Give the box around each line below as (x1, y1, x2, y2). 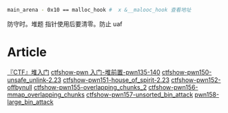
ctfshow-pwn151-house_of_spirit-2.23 (63, 76, 170, 84)
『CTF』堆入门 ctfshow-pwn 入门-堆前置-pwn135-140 (7, 68, 160, 76)
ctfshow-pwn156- (147, 83, 198, 91)
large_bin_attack (7, 97, 54, 106)
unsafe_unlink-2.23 (7, 76, 62, 84)
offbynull (7, 83, 32, 91)
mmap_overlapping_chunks (7, 90, 85, 99)
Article (7, 45, 47, 60)
